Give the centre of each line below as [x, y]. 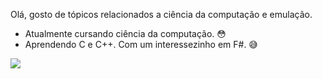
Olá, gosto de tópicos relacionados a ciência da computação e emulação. [161, 14]
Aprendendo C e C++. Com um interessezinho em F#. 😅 [141, 44]
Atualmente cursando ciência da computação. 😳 [125, 33]
